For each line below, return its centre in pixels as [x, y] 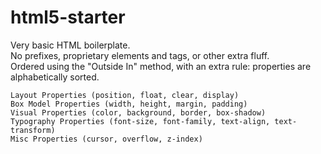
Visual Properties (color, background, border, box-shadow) [138, 112]
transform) [33, 130]
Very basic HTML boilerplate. [70, 45]
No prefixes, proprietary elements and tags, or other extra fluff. [140, 55]
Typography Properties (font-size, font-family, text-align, [140, 121]
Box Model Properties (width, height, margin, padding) [129, 104]
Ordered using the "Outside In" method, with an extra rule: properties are [161, 66]
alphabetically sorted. [55, 77]
